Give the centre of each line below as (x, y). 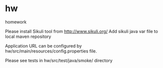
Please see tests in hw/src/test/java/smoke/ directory (59, 60)
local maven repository (28, 36)
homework (16, 22)
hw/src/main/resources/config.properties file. (51, 51)
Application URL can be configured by (44, 46)
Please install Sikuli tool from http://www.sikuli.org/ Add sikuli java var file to (81, 31)
